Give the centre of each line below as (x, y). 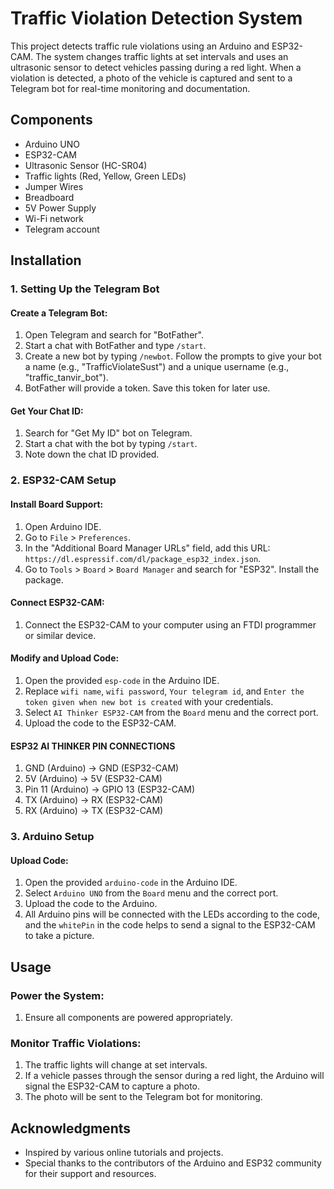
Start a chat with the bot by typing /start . (111, 444)
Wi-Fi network (54, 218)
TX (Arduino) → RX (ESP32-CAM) (94, 800)
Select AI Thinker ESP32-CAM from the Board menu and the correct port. (171, 712)
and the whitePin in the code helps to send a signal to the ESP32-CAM (170, 925)
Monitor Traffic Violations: (76, 1043)
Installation (46, 260)
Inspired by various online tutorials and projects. (124, 1153)
